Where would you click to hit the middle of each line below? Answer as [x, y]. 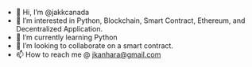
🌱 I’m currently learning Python [66, 37]
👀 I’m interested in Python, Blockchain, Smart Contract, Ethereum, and [130, 20]
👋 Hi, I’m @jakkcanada [52, 12]
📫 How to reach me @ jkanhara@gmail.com [88, 54]
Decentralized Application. [59, 29]
